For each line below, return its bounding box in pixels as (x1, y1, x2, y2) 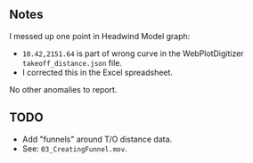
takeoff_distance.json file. (21, 57, 123, 68)
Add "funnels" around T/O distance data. (21, 134, 173, 144)
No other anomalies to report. (9, 84, 118, 94)
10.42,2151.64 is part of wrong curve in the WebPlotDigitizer (21, 48, 244, 59)
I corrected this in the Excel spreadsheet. (21, 67, 174, 77)
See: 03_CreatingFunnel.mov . (21, 143, 127, 154)
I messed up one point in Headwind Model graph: (9, 30, 191, 41)
